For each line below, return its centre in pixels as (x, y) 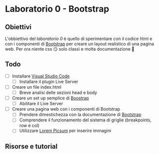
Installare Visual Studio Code (41, 76)
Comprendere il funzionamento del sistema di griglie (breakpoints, (85, 120)
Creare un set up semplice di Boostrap (50, 98)
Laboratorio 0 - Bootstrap (57, 9)
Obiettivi (18, 27)
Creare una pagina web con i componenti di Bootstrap (66, 109)
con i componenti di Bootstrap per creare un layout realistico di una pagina (79, 44)
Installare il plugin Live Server (49, 81)
